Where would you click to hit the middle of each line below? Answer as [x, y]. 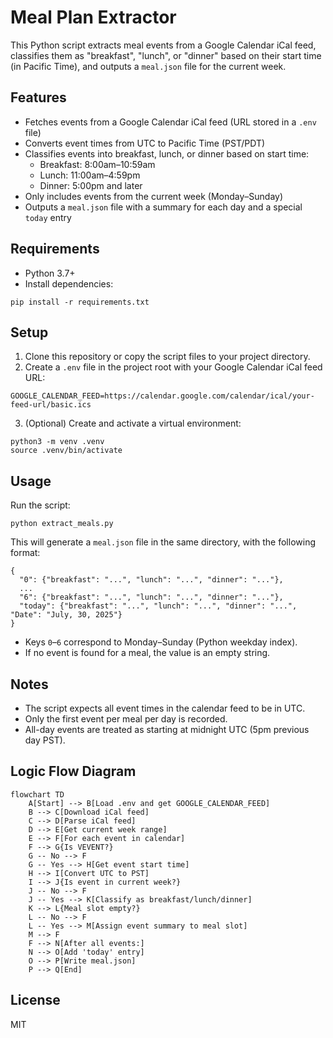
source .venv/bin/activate [66, 451]
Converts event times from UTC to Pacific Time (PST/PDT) [145, 143]
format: [25, 553]
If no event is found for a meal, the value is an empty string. [147, 653]
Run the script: [40, 505]
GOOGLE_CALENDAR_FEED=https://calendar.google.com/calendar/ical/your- [162, 396]
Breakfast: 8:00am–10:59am [97, 164]
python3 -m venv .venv [57, 442]
